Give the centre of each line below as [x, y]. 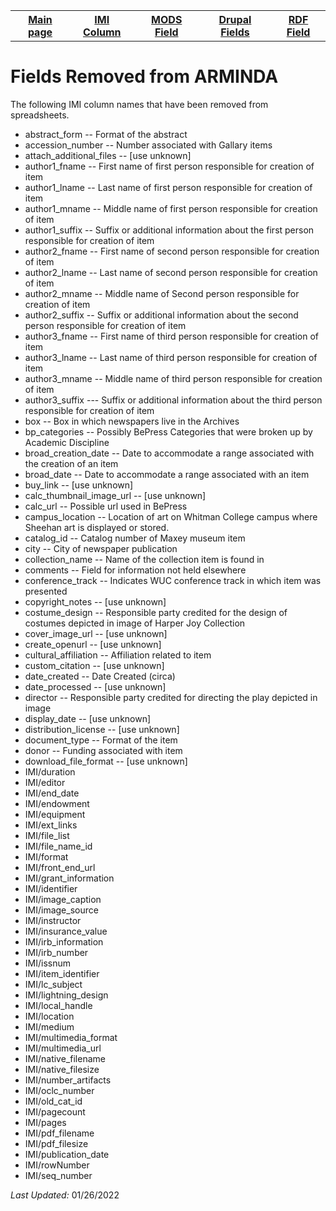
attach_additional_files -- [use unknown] [108, 155]
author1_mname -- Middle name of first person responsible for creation [171, 208]
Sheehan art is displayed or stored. [97, 527]
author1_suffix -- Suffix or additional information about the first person [169, 230]
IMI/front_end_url [60, 867]
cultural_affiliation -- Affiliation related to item [118, 655]
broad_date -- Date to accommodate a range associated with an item [167, 474]
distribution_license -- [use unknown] [102, 729]
